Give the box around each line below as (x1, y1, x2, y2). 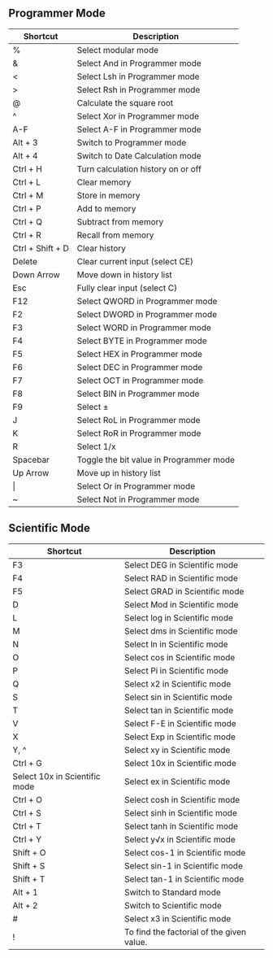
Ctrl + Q (12, 216, 43, 227)
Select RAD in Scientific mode (124, 573, 238, 584)
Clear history (76, 242, 126, 254)
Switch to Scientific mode (124, 899, 222, 911)
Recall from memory (76, 229, 154, 241)
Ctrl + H (12, 163, 42, 174)
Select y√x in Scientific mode (124, 834, 236, 845)
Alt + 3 (12, 137, 38, 148)
